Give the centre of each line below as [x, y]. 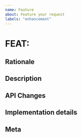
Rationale [20, 62]
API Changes [25, 96]
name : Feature [20, 10]
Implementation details [41, 112]
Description [23, 79]
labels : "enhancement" [28, 19]
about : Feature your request [35, 14]
